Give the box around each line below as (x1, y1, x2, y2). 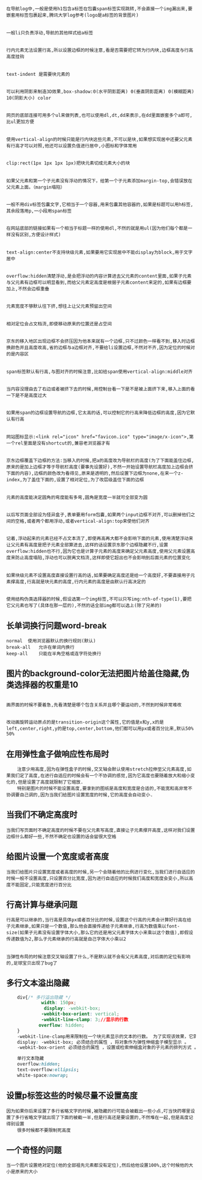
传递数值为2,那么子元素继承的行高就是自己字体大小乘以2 (6, 936, 126, 942)
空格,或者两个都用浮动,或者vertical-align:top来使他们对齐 (14, 518, 150, 524)
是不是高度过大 (14, 393, 47, 399)
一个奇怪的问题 (6, 1145, 62, 1155)
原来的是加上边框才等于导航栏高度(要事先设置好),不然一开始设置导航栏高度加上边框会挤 (6, 464, 194, 470)
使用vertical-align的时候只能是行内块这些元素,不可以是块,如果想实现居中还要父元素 (6, 136, 193, 142)
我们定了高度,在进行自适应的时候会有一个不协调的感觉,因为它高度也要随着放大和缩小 (10, 772, 191, 779)
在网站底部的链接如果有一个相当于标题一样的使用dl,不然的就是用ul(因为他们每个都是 (6, 225, 188, 231)
